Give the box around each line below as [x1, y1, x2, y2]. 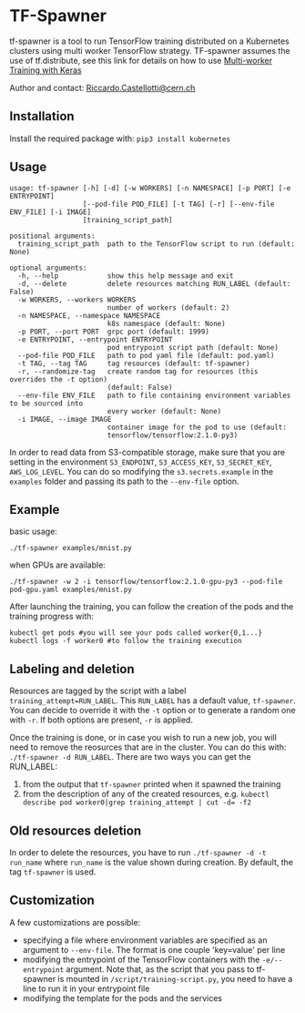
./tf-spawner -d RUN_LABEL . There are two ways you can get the [9, 752, 251, 762]
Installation [9, 108, 75, 124]
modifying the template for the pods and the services [22, 992, 223, 1003]
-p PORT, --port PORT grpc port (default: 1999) [17, 327, 209, 336]
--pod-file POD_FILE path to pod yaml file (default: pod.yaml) [17, 351, 275, 360]
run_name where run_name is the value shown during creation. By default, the [9, 857, 294, 867]
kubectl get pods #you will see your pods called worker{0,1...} [9, 629, 262, 638]
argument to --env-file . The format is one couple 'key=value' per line [22, 944, 286, 955]
